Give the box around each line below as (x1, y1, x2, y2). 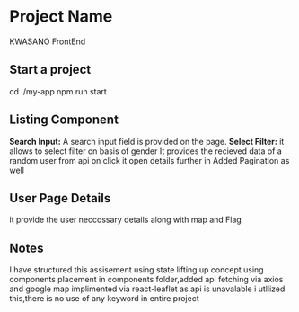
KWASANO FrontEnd (9, 36, 86, 47)
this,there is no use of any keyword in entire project (9, 293, 199, 304)
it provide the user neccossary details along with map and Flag (9, 214, 242, 226)
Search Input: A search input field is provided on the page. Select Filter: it (9, 136, 285, 147)
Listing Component (9, 112, 119, 128)
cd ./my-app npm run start (9, 85, 108, 96)
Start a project (9, 62, 92, 77)
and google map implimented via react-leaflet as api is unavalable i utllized (9, 283, 286, 294)
